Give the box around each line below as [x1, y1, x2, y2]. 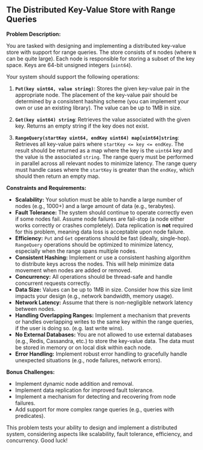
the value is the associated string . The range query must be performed [14, 153, 193, 160]
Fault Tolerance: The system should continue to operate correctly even [14, 209, 193, 216]
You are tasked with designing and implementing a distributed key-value [6, 42, 186, 49]
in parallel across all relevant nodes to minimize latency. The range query [14, 160, 197, 167]
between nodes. [14, 305, 56, 312]
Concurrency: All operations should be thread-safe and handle [14, 273, 173, 280]
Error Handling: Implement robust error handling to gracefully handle [14, 350, 187, 357]
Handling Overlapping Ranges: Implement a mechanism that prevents [14, 311, 191, 319]
